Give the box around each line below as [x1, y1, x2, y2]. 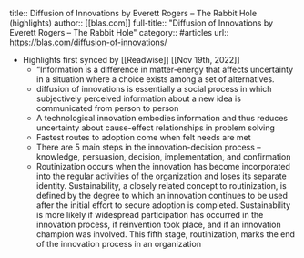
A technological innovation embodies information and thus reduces [35, 113, 289, 123]
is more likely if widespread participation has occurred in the [35, 210, 264, 220]
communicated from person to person [35, 103, 179, 113]
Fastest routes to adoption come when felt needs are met [35, 132, 252, 142]
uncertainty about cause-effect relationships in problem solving [35, 122, 276, 133]
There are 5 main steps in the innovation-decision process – [35, 141, 261, 152]
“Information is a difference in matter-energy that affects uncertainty [35, 64, 294, 75]
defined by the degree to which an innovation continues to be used [35, 191, 289, 201]
